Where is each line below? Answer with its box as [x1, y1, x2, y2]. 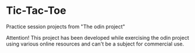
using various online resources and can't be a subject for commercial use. [6, 40, 184, 47]
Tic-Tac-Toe [6, 4, 67, 17]
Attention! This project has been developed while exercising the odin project [6, 34, 189, 41]
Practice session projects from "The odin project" [6, 23, 126, 30]
